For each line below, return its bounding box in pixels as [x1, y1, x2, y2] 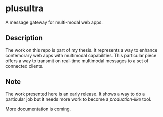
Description [5, 34, 43, 42]
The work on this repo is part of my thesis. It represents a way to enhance [5, 47, 158, 53]
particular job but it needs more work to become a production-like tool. [5, 96, 152, 102]
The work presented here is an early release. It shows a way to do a [5, 91, 145, 97]
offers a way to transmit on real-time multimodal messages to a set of [5, 58, 149, 64]
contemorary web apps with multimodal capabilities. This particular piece [5, 52, 157, 58]
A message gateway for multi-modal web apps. [5, 19, 103, 25]
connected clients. [5, 63, 44, 69]
